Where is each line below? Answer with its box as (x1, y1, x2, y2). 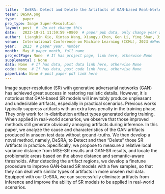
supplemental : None (5, 58, 48, 63)
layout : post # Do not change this (5, 26, 82, 31)
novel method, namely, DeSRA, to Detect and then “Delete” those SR (5, 137, 143, 143)
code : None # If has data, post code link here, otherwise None (5, 67, 141, 72)
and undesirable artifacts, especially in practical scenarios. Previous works (5, 100, 157, 106)
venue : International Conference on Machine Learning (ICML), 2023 (5, 39, 148, 44)
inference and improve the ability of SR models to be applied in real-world (5, 179, 155, 185)
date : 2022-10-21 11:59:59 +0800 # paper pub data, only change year (5, 30, 157, 35)
